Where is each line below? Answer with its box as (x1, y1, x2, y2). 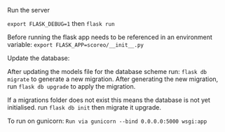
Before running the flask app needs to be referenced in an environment (7, 33, 212, 41)
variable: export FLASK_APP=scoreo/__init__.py (7, 41, 144, 48)
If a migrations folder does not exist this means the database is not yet (7, 96, 210, 104)
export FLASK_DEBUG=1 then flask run (7, 20, 115, 27)
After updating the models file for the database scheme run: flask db (7, 68, 207, 75)
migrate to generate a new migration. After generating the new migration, (7, 75, 219, 83)
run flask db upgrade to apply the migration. (7, 82, 136, 90)
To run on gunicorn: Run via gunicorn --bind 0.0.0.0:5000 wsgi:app (7, 117, 207, 125)
